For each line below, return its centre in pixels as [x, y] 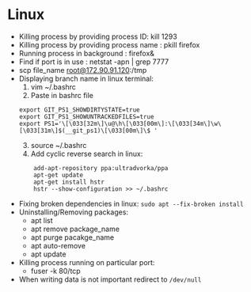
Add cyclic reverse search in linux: [87, 154]
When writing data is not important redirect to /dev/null [110, 279]
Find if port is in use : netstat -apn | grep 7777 [94, 62]
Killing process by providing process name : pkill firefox [109, 44]
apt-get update [59, 175]
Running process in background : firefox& [87, 53]
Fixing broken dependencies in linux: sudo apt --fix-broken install [131, 203]
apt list [42, 220]
